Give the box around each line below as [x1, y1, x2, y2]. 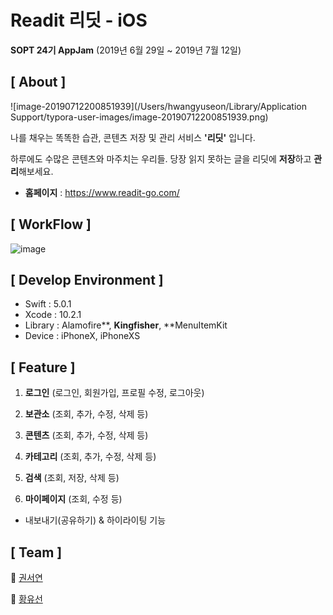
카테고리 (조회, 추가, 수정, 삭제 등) [24, 451, 157, 463]
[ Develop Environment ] [10, 271, 164, 288]
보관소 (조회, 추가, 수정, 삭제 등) [24, 408, 149, 420]
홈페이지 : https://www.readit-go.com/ [24, 186, 180, 198]
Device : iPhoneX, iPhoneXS [24, 330, 141, 342]
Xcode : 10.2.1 [24, 309, 82, 321]
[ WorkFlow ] [10, 216, 92, 233]
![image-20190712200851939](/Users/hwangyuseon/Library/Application [10, 100, 307, 112]
